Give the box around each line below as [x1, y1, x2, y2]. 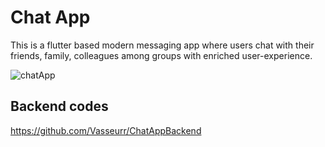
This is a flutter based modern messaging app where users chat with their [10, 39, 315, 51]
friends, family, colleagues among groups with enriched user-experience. [10, 49, 313, 61]
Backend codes [10, 98, 109, 115]
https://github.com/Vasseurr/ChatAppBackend [10, 124, 202, 136]
